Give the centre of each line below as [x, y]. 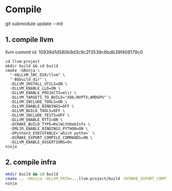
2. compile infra [31, 162]
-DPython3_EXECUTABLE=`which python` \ [52, 133]
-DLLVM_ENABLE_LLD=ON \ [35, 88]
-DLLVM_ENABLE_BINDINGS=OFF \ [42, 106]
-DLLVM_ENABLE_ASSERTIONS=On [41, 142]
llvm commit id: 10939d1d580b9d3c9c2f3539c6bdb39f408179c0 [74, 52]
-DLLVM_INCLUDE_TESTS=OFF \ [40, 115]
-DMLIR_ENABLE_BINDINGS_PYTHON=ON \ [49, 129]
